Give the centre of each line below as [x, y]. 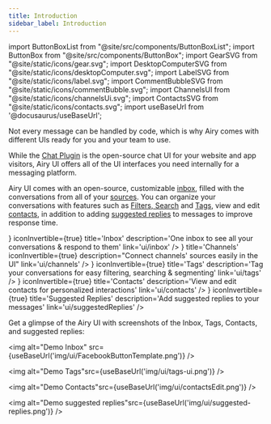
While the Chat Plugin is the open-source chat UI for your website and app [132, 155]
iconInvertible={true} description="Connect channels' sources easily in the [133, 255]
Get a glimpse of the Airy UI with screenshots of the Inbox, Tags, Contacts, [133, 322]
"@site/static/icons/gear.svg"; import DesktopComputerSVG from [118, 64]
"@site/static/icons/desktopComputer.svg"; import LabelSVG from [119, 72]
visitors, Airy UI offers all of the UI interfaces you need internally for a [124, 163]
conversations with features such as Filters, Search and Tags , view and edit [134, 205]
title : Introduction [43, 16]
